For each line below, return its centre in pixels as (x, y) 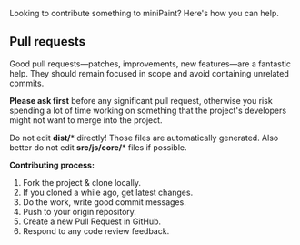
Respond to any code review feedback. (96, 230)
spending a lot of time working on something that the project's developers (148, 110)
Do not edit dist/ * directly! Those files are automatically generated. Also (144, 138)
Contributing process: (52, 165)
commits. (27, 83)
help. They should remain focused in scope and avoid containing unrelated (149, 73)
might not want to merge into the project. (86, 120)
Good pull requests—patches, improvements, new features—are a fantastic (150, 64)
